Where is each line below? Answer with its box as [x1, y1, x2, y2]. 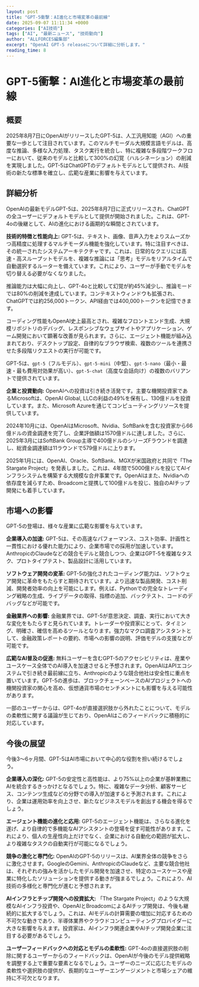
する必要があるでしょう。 [11, 932, 74, 939]
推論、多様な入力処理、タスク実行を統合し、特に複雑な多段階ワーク [16, 147, 182, 154]
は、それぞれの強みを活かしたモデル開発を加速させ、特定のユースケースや [6, 868, 188, 875]
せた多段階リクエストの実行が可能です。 [6, 347, 105, 354]
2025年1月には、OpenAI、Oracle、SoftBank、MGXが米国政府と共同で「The [6, 457, 192, 464]
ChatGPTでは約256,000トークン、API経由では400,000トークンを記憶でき [6, 297, 187, 304]
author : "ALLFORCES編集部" [6, 36, 70, 42]
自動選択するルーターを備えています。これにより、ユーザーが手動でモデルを [6, 262, 192, 269]
